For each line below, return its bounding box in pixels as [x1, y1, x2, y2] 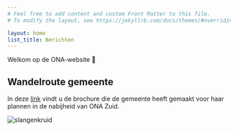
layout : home [7, 30, 46, 37]
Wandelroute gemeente [7, 75, 114, 88]
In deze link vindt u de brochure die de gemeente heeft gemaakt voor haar [7, 94, 225, 103]
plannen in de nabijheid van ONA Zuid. [7, 102, 120, 111]
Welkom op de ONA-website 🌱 [7, 56, 96, 64]
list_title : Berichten [7, 36, 74, 43]
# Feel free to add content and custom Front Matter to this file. [7, 10, 211, 18]
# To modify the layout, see [7, 17, 93, 24]
